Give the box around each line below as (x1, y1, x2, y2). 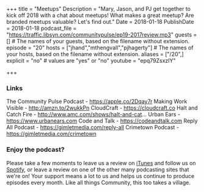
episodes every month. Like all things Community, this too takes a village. (6, 179, 191, 186)
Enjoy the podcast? (6, 146, 65, 154)
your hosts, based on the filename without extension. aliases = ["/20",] (6, 51, 184, 57)
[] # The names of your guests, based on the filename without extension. (6, 38, 190, 44)
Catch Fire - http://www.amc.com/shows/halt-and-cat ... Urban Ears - (6, 111, 181, 118)
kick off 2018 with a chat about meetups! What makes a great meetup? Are (6, 12, 194, 19)
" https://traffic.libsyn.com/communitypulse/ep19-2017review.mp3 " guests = (6, 31, 197, 38)
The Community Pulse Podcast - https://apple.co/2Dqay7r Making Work (6, 98, 188, 105)
